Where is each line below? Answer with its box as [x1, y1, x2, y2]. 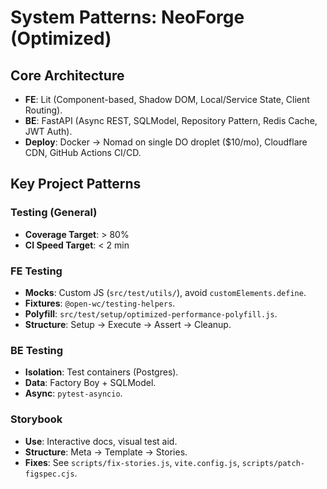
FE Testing [10, 264, 63, 278]
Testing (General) [10, 206, 98, 220]
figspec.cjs [24, 469, 75, 479]
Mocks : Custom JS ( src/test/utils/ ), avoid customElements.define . [24, 286, 307, 298]
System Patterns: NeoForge [10, 6, 245, 29]
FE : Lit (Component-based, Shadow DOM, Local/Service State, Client [24, 94, 310, 105]
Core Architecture [10, 67, 125, 84]
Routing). [24, 104, 63, 116]
